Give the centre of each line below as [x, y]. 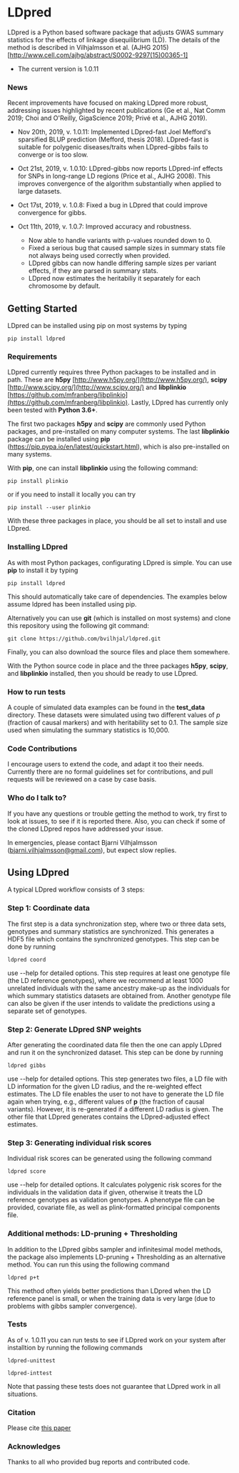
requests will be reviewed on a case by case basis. [82, 779]
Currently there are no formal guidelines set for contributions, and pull [110, 772]
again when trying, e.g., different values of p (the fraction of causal [106, 1102]
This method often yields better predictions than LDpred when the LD [109, 1291]
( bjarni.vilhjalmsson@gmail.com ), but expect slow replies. [92, 850]
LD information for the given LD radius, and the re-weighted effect [105, 1086]
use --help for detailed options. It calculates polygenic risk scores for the [115, 1185]
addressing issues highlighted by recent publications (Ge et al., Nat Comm [117, 111]
